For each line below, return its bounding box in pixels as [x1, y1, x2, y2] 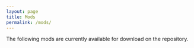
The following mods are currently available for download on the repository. [6, 36, 189, 43]
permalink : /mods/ [6, 19, 52, 25]
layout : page [6, 8, 39, 15]
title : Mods [6, 14, 36, 20]
